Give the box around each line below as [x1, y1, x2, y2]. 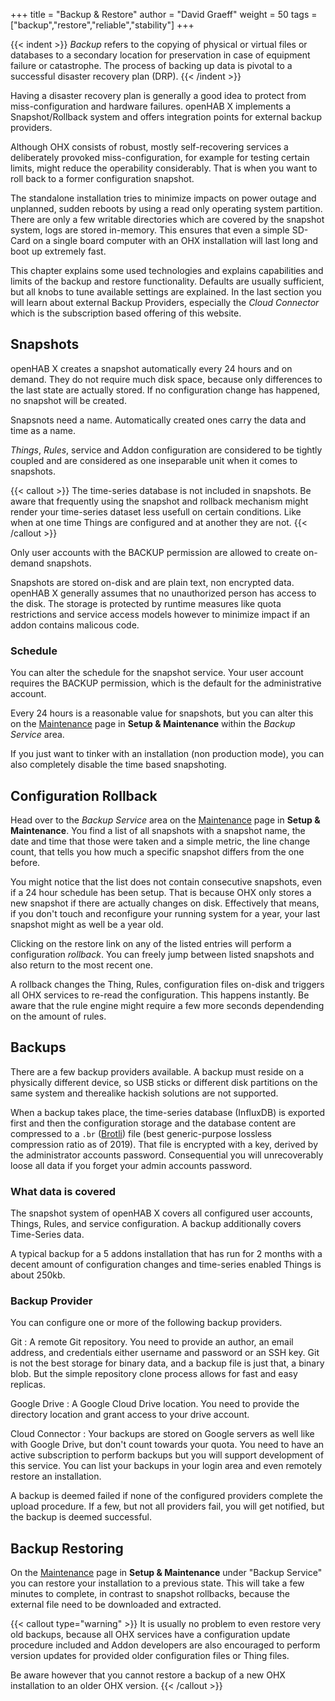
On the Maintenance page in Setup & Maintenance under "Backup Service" [10, 1567, 323, 1579]
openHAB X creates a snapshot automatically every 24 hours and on [10, 362, 293, 374]
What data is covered [10, 1184, 117, 1198]
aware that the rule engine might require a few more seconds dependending [10, 999, 325, 1011]
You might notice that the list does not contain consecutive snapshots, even [10, 875, 323, 888]
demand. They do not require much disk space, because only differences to [10, 373, 323, 385]
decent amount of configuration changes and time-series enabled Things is [10, 1259, 322, 1271]
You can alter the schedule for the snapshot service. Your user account [10, 667, 304, 679]
